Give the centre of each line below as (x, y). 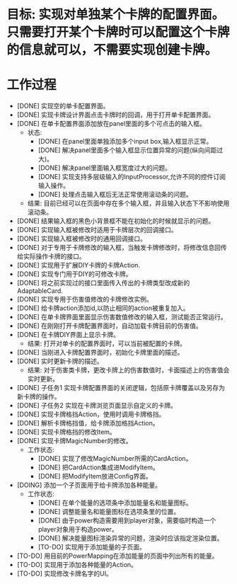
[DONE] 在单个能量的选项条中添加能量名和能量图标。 (115, 503)
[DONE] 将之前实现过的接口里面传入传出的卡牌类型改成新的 (103, 283)
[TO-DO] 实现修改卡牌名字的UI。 (64, 573)
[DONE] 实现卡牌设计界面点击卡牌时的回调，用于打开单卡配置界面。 (116, 115)
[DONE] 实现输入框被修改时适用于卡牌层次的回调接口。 (97, 230)
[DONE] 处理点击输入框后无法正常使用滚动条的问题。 (115, 195)
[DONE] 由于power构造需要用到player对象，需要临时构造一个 (127, 520)
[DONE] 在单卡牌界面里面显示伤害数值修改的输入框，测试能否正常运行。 (122, 317)
